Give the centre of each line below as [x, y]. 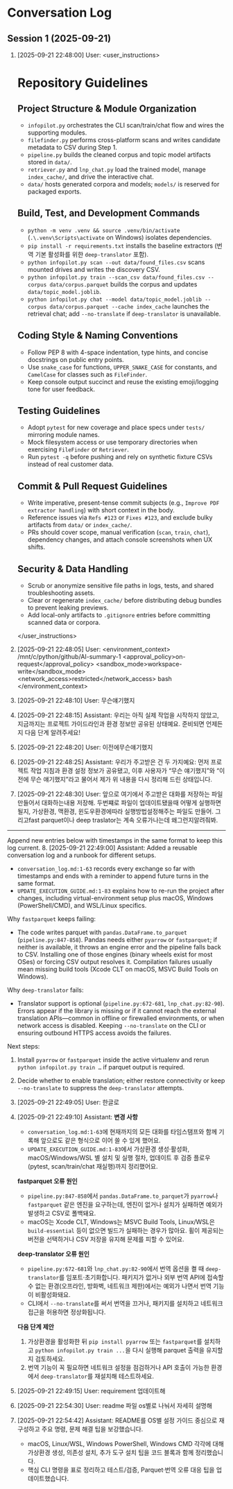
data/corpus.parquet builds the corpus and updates [123, 284]
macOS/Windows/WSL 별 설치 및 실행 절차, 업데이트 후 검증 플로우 [119, 1158]
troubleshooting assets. [61, 593]
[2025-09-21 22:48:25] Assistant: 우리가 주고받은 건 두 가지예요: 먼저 [113, 762]
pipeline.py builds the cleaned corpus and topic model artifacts [119, 155]
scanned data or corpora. [64, 623]
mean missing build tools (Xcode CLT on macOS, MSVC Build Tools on [118, 970]
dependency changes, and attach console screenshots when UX [120, 540]
